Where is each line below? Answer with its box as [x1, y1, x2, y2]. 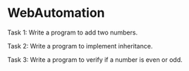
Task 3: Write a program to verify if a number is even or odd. [7, 55, 183, 64]
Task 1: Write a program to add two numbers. [7, 28, 138, 37]
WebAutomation [7, 5, 105, 21]
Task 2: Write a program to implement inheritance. [7, 41, 153, 50]
